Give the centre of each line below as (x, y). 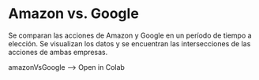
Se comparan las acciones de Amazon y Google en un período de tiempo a (130, 35)
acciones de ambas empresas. (58, 52)
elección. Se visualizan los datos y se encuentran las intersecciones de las (129, 43)
